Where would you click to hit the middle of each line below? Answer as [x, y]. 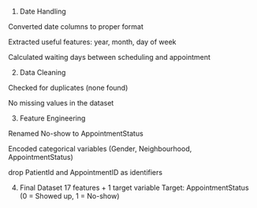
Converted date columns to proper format [76, 26]
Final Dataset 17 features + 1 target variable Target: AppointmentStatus [134, 188]
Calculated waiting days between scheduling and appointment [110, 57]
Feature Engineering [52, 118]
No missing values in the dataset [61, 103]
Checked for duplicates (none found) [68, 87]
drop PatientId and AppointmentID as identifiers [86, 172]
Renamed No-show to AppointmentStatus [76, 134]
